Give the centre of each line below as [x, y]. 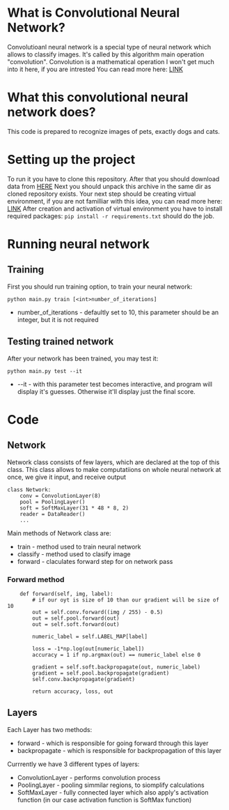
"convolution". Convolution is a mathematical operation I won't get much [111, 61]
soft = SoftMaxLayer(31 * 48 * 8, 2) [74, 508]
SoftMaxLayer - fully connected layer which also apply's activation [113, 792]
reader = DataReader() [53, 514]
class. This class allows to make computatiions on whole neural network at [114, 469]
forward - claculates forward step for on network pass [95, 561]
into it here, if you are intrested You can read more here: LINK [95, 69]
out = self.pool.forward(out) [76, 618]
